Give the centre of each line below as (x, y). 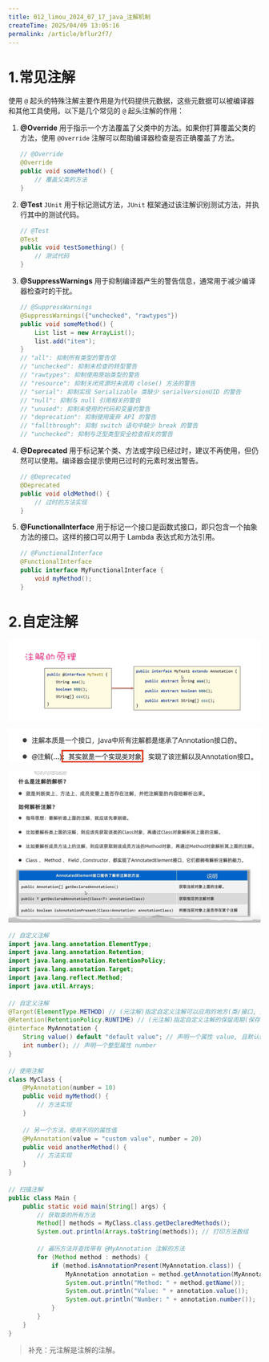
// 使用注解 (26, 1071)
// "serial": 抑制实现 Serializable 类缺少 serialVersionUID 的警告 (130, 392)
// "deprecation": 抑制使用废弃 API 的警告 (88, 418)
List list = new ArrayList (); (85, 332)
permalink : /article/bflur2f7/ (60, 34)
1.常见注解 (42, 77)
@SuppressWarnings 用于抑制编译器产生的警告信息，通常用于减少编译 (138, 281)
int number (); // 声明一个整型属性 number (90, 1046)
